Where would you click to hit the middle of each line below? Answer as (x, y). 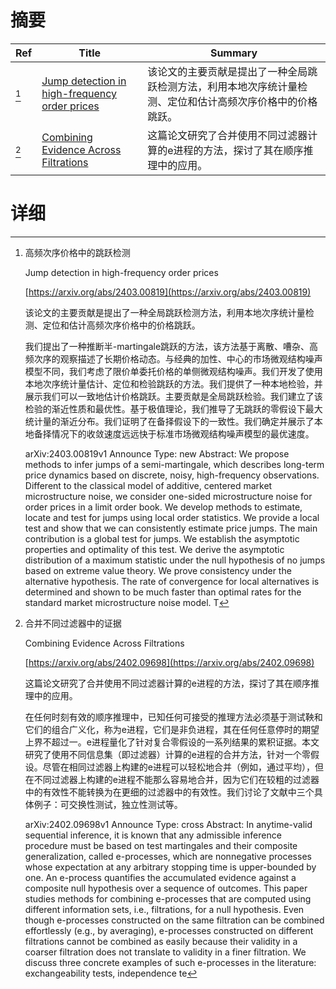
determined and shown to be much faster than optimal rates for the (163, 592)
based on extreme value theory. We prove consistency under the (158, 570)
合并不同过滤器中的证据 (73, 623)
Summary (233, 53)
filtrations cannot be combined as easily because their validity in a (161, 941)
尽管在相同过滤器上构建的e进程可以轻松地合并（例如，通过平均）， (178, 767)
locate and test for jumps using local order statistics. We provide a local (172, 517)
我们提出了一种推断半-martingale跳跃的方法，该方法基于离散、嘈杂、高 (171, 346)
